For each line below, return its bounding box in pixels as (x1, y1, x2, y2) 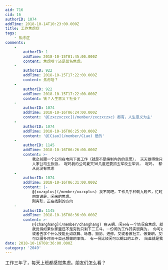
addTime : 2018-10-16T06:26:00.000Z (23, 148, 97, 153)
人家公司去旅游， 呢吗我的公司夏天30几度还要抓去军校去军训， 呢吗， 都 (31, 161, 162, 166)
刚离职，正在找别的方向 (31, 199, 73, 204)
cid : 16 (5, 12, 21, 17)
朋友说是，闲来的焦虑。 (31, 194, 73, 199)
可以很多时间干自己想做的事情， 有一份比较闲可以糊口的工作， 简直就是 (31, 236, 159, 241)
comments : (5, 40, 26, 45)
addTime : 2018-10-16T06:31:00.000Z (23, 180, 97, 185)
